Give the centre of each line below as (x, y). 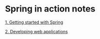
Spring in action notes (50, 9)
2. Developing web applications (36, 31)
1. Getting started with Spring (34, 22)
